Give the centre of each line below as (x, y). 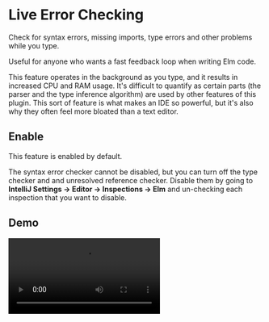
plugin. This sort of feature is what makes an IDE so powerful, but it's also (131, 102)
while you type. (34, 45)
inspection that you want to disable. (68, 197)
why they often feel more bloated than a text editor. (94, 111)
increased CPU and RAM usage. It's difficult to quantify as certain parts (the (134, 86)
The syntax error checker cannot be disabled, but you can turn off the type (133, 172)
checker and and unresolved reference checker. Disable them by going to (130, 180)
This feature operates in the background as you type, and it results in (123, 77)
